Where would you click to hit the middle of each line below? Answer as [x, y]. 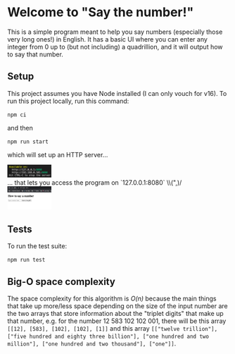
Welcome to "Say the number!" [101, 12]
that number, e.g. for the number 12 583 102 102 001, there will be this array [117, 321]
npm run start [28, 142]
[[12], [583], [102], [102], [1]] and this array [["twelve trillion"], [113, 329]
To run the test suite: [37, 246]
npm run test [26, 260]
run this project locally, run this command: [68, 101]
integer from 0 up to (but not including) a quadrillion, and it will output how [115, 47]
